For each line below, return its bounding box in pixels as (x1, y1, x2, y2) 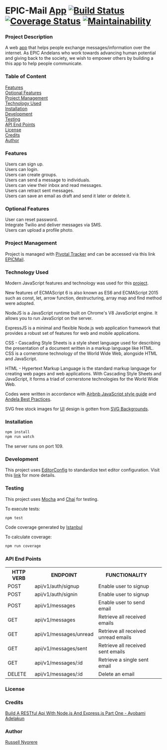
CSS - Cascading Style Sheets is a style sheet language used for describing (5, 339, 161, 346)
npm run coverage (5, 544, 41, 549)
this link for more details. (5, 472, 56, 478)
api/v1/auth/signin (34, 591, 78, 598)
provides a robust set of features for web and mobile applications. (5, 330, 140, 336)
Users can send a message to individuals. (5, 177, 90, 183)
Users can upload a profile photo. (5, 227, 74, 233)
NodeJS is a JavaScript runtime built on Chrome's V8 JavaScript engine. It (5, 309, 158, 316)
